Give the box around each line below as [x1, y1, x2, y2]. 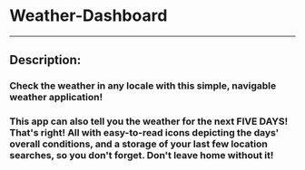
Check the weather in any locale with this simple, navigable [9, 80, 277, 92]
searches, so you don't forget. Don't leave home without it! [9, 149, 274, 162]
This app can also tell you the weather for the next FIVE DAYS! [9, 115, 289, 127]
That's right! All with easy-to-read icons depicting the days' [9, 127, 280, 139]
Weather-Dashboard [9, 5, 168, 26]
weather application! [9, 91, 103, 104]
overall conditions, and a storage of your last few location [9, 137, 268, 150]
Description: [9, 52, 82, 68]
